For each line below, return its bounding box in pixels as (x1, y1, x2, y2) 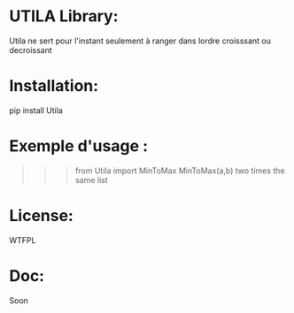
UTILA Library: (9, 6, 119, 27)
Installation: (9, 76, 99, 96)
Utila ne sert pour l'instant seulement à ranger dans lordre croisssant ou (9, 35, 272, 46)
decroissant (9, 44, 53, 55)
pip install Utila (9, 104, 64, 116)
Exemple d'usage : (9, 136, 149, 156)
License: (9, 206, 73, 225)
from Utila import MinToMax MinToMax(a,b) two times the (74, 165, 285, 176)
